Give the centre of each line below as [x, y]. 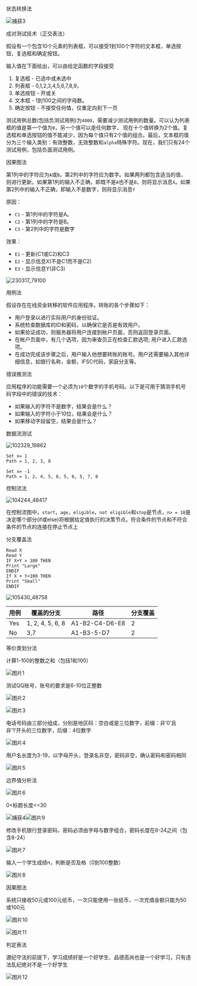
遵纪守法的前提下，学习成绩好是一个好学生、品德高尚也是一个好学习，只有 [96, 957]
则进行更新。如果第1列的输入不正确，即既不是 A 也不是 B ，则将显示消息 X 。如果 [98, 182]
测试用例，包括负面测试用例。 [42, 150]
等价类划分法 [21, 648]
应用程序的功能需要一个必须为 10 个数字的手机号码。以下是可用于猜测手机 [94, 386]
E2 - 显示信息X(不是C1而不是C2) [53, 261]
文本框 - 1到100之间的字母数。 [51, 100]
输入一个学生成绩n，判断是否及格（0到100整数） [65, 862]
